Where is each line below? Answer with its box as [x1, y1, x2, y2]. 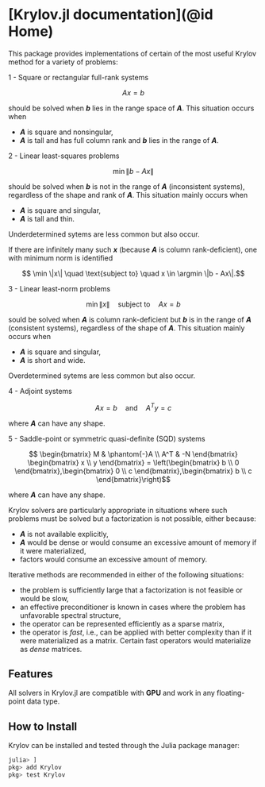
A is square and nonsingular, [19, 127, 113, 137]
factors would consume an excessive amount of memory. [19, 554, 208, 564]
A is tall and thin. [19, 214, 75, 223]
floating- [217, 689, 245, 698]
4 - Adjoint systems [8, 386, 73, 395]
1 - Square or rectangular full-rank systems [8, 72, 149, 82]
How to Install [8, 719, 78, 733]
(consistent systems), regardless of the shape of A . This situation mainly [8, 323, 245, 333]
